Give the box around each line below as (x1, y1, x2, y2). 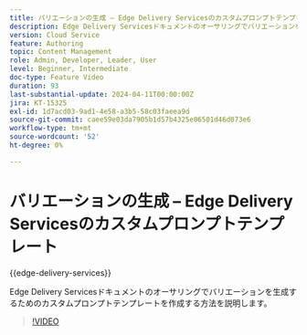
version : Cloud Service (9, 30, 101, 39)
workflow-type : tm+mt (9, 124, 92, 133)
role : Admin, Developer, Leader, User (9, 56, 157, 65)
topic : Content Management (9, 47, 112, 57)
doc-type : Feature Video (9, 73, 104, 82)
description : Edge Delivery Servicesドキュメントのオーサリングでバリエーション (9, 22, 295, 31)
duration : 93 (9, 81, 59, 90)
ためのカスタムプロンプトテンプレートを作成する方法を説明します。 (16, 298, 272, 309)
